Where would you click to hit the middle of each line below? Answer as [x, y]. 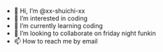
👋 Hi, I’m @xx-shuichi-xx [49, 11]
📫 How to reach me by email [56, 41]
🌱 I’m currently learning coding [58, 26]
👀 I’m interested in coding [51, 18]
